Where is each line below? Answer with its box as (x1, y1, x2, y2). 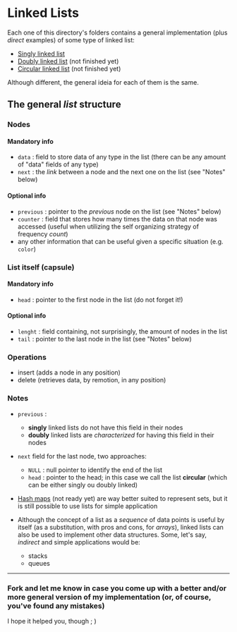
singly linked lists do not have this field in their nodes (28, 423, 183, 432)
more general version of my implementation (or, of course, (7, 592, 212, 602)
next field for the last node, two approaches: (17, 451, 147, 460)
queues (28, 559, 51, 567)
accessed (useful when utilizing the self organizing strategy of (17, 222, 200, 231)
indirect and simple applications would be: (17, 537, 141, 546)
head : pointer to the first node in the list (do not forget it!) (17, 295, 183, 304)
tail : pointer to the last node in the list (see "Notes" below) (17, 334, 192, 343)
